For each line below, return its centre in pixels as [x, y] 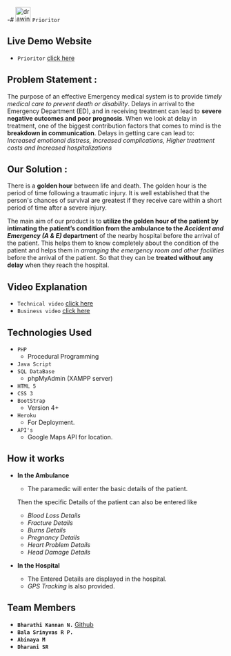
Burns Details [47, 530]
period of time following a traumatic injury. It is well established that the [109, 193]
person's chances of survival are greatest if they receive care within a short [114, 201]
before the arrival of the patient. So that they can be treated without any [110, 258]
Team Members [41, 608]
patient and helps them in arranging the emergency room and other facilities [116, 250]
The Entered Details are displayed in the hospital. [97, 579]
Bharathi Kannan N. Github [56, 624]
